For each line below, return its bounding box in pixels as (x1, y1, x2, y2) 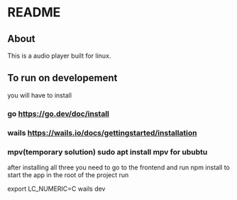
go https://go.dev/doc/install (7, 108, 110, 118)
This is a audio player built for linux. (7, 51, 111, 60)
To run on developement (7, 72, 118, 84)
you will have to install (7, 90, 72, 100)
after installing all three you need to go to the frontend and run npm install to (7, 163, 231, 172)
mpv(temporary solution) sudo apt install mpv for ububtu (7, 147, 208, 157)
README (7, 4, 61, 21)
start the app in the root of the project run (7, 170, 129, 179)
